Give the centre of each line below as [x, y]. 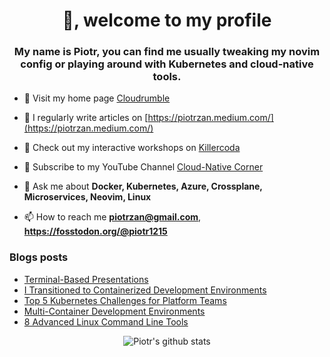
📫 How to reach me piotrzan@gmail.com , [112, 217]
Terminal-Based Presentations [86, 279]
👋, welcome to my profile [167, 20]
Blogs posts [39, 257]
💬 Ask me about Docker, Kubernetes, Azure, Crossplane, [143, 186]
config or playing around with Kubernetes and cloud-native [167, 64]
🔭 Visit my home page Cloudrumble [97, 98]
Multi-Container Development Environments [114, 311]
